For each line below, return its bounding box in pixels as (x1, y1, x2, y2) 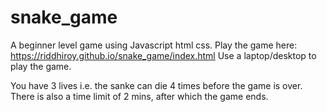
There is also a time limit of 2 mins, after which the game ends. (10, 90, 269, 102)
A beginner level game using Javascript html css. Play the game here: (10, 39, 298, 51)
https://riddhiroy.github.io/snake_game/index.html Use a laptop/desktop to (10, 49, 317, 61)
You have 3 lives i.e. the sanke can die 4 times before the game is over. (10, 79, 303, 91)
